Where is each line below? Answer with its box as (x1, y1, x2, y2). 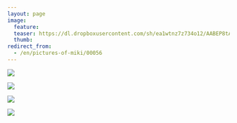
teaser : (13, 30, 37, 37)
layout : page (7, 10, 46, 18)
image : (7, 17, 27, 24)
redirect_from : (7, 43, 52, 50)
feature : (13, 23, 39, 30)
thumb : (13, 37, 33, 44)
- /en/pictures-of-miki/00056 (13, 50, 102, 57)
